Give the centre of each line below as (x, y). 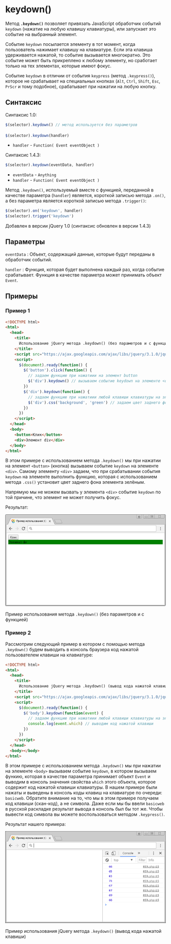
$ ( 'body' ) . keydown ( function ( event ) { (63, 713)
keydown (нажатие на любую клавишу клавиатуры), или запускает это (81, 29)
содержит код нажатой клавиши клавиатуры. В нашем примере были (81, 787)
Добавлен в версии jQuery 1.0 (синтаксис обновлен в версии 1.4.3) (78, 226)
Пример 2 (18, 633)
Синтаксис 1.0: (21, 115)
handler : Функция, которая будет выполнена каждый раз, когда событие (85, 269)
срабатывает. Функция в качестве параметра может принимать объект (83, 275)
